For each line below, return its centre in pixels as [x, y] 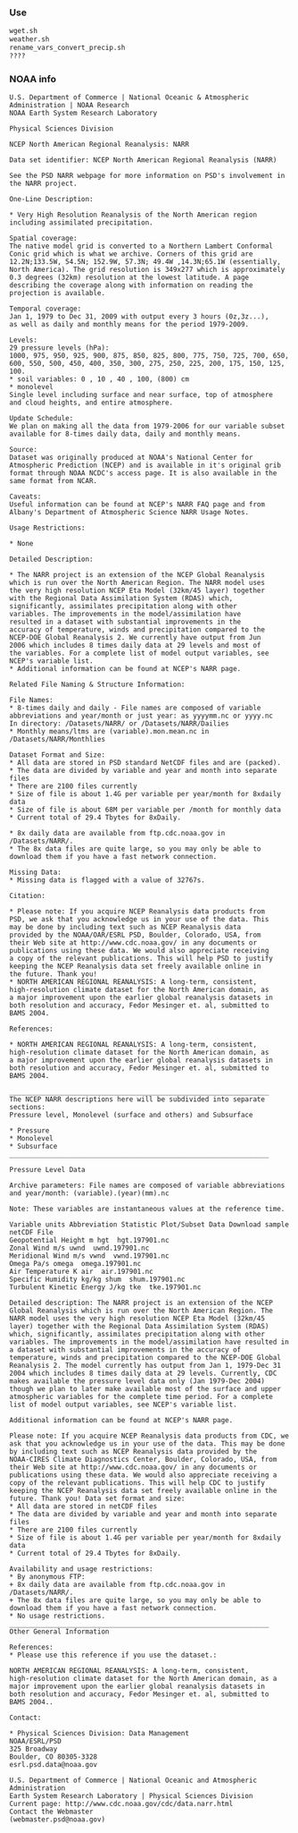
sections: [28, 1107]
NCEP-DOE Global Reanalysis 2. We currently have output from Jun [135, 638]
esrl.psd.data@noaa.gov [54, 1765]
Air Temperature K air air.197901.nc [81, 1272]
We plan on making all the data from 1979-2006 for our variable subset [147, 427]
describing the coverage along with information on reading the [131, 285]
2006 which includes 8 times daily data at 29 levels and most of [135, 646]
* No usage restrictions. [57, 1617]
